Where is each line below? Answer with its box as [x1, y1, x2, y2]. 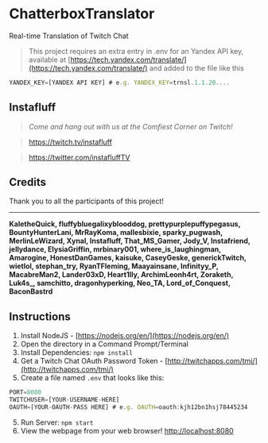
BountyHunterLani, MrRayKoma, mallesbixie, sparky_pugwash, [9, 228, 223, 237]
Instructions [9, 310, 71, 323]
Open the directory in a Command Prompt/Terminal [20, 339, 189, 349]
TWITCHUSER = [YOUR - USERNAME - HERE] [9, 396, 120, 404]
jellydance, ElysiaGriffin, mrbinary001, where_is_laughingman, [9, 245, 222, 254]
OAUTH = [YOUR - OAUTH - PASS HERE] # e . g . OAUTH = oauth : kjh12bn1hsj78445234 [9, 403, 248, 411]
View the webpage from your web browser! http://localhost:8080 [20, 426, 234, 435]
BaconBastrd [9, 287, 53, 296]
